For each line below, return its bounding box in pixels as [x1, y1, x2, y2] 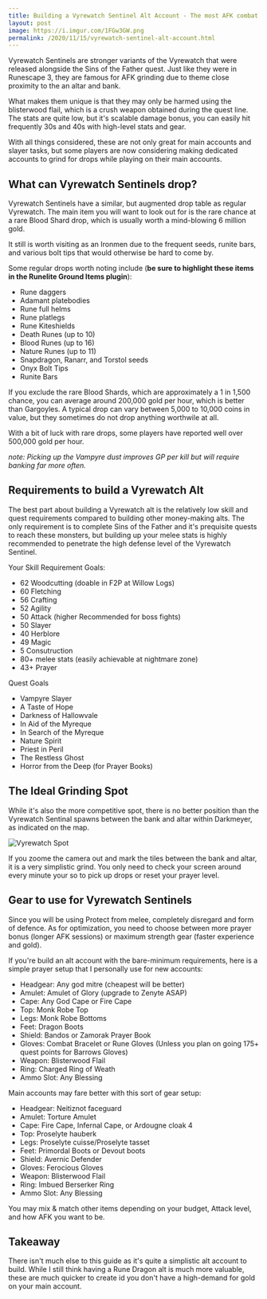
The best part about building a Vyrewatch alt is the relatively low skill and [8, 504, 249, 514]
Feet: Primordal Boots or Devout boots [19, 1145, 146, 1156]
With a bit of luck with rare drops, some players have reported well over [8, 428, 243, 438]
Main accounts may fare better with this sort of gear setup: [8, 1088, 202, 1097]
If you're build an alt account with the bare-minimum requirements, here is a [8, 956, 258, 965]
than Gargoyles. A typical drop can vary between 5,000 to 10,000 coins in [8, 404, 250, 414]
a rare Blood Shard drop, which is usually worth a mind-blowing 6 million [8, 216, 247, 226]
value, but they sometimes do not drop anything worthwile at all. [8, 413, 219, 422]
